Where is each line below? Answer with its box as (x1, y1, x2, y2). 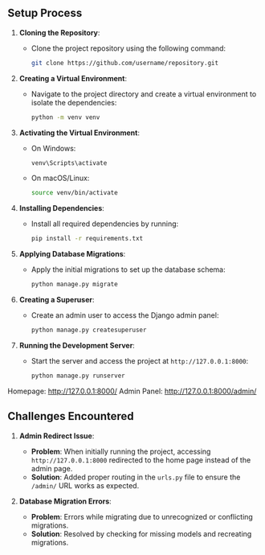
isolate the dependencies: (31, 97, 117, 107)
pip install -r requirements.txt (31, 235, 144, 243)
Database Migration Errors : (18, 496, 112, 506)
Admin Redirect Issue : (18, 430, 95, 441)
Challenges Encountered (7, 409, 134, 423)
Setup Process (7, 6, 83, 20)
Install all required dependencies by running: (31, 219, 179, 228)
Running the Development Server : (18, 340, 136, 350)
